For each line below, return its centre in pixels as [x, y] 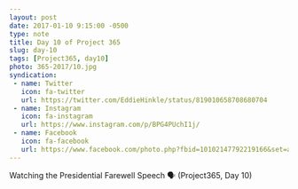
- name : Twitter [43, 83]
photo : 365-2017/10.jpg [53, 67]
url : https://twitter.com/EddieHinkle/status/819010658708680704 [144, 100]
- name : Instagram [47, 108]
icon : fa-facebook [55, 141]
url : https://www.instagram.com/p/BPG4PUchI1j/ [110, 125]
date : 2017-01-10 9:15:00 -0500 [69, 26]
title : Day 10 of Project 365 [65, 42]
